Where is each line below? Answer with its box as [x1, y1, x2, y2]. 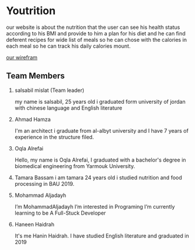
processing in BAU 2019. [14, 180, 75, 187]
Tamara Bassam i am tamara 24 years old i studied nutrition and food [14, 174, 183, 181]
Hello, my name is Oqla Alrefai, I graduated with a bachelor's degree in [14, 156, 187, 163]
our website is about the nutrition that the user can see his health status [6, 24, 181, 31]
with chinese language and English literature [14, 104, 123, 111]
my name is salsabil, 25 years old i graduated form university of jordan [14, 98, 186, 105]
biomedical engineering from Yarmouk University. [14, 162, 135, 169]
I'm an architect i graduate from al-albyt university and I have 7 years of [14, 127, 189, 134]
